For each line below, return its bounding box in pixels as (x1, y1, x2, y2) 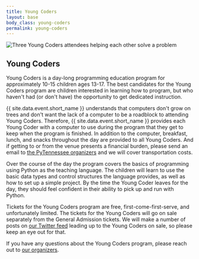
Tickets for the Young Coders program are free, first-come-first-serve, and (6, 203, 190, 210)
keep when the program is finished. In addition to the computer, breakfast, (6, 130, 188, 137)
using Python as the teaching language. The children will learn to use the (6, 167, 185, 174)
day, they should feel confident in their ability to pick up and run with (6, 186, 174, 193)
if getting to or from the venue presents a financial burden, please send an (6, 143, 188, 150)
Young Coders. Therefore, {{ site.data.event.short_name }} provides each (6, 117, 186, 124)
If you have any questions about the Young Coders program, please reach (6, 240, 187, 247)
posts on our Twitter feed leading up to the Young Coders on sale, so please (6, 222, 193, 229)
